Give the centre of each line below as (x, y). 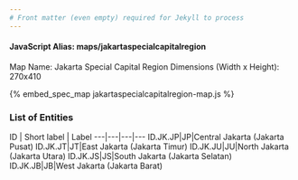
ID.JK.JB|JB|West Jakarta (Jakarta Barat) (86, 166)
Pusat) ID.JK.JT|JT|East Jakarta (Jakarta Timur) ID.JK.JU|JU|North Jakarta (149, 147)
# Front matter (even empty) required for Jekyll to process (127, 18)
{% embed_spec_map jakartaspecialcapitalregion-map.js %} (122, 94)
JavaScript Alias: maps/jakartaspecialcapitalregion (107, 47)
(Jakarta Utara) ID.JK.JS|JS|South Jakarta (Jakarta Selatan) (121, 156)
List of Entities (42, 117)
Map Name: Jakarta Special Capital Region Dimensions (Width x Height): (144, 66)
